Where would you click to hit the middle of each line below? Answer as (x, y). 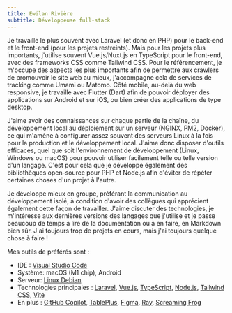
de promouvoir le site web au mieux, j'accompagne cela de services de (109, 77)
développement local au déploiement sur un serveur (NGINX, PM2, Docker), (116, 128)
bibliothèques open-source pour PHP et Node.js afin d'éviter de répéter (110, 173)
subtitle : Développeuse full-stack (59, 20)
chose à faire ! (28, 238)
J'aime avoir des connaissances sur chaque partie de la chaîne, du (103, 120)
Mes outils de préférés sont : (48, 252)
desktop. (20, 107)
